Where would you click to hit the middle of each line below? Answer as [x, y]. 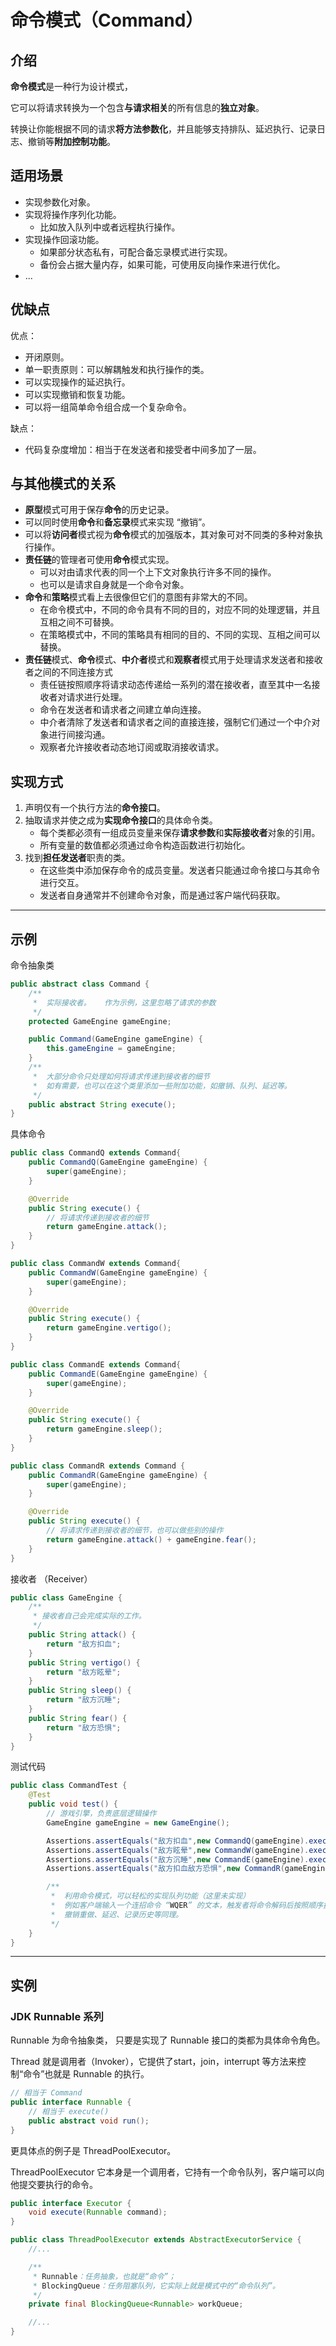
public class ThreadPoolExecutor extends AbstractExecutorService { [156, 2240]
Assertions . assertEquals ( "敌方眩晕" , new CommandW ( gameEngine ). [178, 1850]
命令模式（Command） [107, 20]
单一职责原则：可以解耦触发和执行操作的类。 [117, 369]
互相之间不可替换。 [79, 622]
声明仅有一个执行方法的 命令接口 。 [95, 808]
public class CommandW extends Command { [96, 1264]
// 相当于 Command [46, 2093]
